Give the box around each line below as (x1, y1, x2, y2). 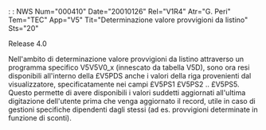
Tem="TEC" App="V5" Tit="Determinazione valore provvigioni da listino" (8, 15, 248, 25)
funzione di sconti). (8, 113, 72, 122)
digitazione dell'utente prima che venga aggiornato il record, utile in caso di (8, 97, 256, 105)
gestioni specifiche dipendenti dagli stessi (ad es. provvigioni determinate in (8, 105, 258, 114)
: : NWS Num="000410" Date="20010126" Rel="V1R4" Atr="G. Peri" (8, 7, 231, 16)
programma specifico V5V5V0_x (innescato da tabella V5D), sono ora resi (8, 63, 250, 72)
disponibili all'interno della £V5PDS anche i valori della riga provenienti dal (8, 71, 252, 80)
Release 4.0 (8, 39, 48, 48)
